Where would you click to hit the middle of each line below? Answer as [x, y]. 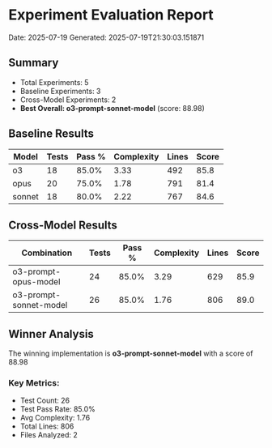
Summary [34, 63]
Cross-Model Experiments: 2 [68, 100]
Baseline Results [51, 134]
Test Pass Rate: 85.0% [57, 409]
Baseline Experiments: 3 [60, 91]
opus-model [36, 282]
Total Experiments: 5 [54, 82]
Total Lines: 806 [47, 426]
